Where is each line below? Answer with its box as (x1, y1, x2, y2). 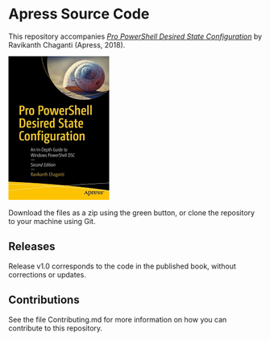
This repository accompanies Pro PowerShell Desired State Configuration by (8, 31, 263, 41)
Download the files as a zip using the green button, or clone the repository (8, 207, 255, 218)
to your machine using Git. (8, 216, 96, 226)
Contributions (8, 293, 80, 307)
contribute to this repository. (8, 323, 103, 333)
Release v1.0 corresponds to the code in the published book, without (8, 261, 236, 271)
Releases (8, 239, 56, 254)
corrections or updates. (8, 269, 86, 279)
